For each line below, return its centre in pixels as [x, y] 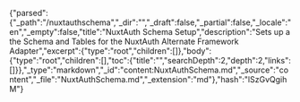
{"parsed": [29, 13]
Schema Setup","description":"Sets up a [217, 32]
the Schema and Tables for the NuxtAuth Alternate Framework [124, 41]
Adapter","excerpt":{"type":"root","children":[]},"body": [111, 51]
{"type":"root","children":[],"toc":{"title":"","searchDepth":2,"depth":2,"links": [150, 60]
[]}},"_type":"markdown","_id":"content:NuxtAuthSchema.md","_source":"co [149, 70]
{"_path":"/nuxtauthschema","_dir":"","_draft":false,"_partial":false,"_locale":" [150, 22]
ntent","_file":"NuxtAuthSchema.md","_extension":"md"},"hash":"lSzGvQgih [148, 79]
